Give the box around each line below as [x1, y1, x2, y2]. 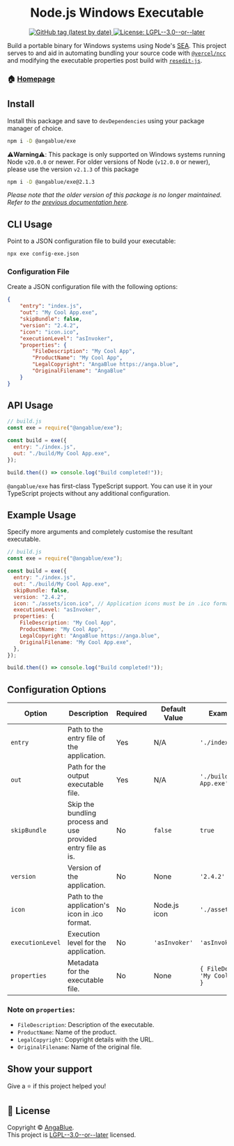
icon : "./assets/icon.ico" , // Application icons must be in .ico [13, 600, 210, 607]
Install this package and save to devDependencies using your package [7, 116, 205, 125]
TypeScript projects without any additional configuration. [7, 489, 171, 497]
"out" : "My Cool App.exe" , [19, 309, 98, 316]
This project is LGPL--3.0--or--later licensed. [7, 1131, 136, 1139]
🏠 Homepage [7, 74, 56, 84]
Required [116, 709, 148, 719]
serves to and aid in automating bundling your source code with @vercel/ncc [7, 49, 226, 57]
